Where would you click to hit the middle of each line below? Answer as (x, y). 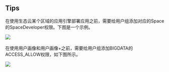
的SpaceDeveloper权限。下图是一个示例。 (49, 27)
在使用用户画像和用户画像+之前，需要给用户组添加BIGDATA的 (69, 48)
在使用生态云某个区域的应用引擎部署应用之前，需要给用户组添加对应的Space (85, 21)
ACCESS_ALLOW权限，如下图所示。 (43, 54)
